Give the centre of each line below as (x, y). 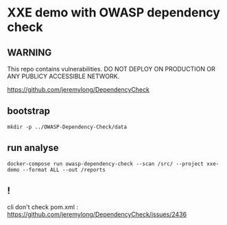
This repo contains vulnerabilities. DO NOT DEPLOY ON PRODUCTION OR (111, 69)
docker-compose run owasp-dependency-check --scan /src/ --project (106, 164)
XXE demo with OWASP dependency (114, 13)
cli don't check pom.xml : (43, 207)
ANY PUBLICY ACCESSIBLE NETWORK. (63, 76)
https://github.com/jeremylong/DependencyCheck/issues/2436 (97, 215)
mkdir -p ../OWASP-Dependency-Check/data (67, 127)
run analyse (33, 148)
